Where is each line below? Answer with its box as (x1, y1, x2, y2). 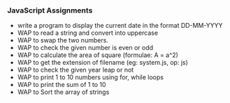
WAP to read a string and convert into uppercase (17, 29, 159, 37)
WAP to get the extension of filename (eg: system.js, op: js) (17, 58, 189, 67)
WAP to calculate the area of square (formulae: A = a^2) (17, 51, 178, 59)
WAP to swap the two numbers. (17, 36, 108, 45)
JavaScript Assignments (7, 6, 93, 15)
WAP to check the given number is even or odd (17, 44, 154, 52)
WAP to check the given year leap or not (17, 65, 134, 74)
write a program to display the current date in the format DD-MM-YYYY (17, 22, 223, 30)
